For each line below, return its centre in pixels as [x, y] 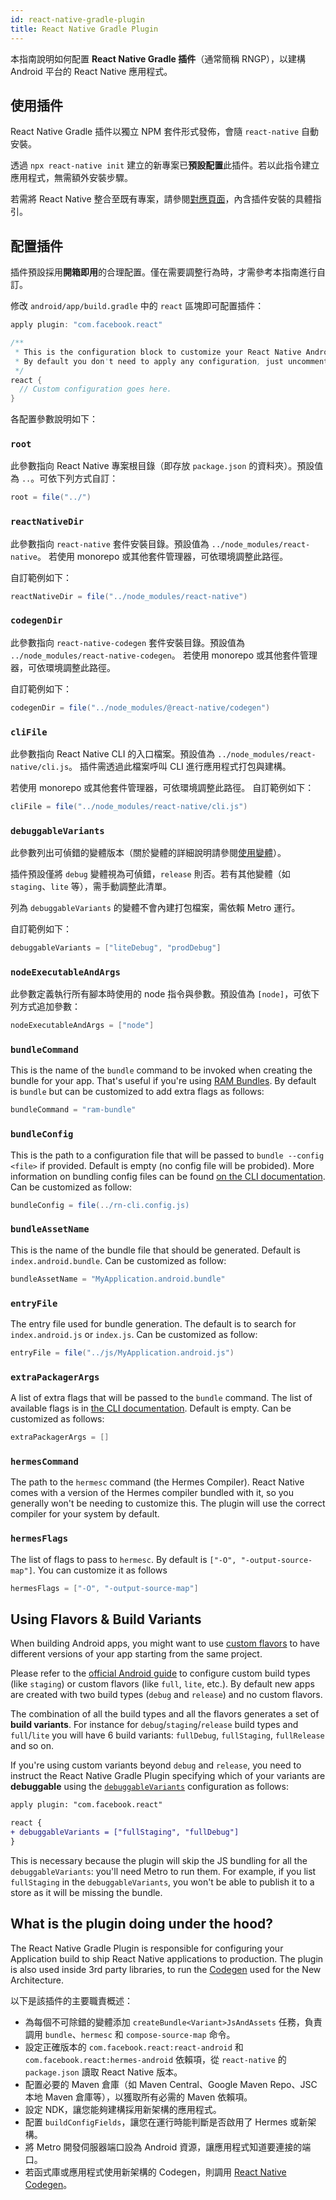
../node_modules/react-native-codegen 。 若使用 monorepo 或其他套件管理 [164, 655]
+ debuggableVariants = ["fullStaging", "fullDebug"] [125, 1832]
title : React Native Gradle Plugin [84, 29]
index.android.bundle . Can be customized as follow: [118, 1260]
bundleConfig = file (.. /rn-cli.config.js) [100, 1205]
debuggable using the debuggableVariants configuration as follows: [149, 1787]
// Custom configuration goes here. [95, 389]
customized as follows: [57, 1419]
